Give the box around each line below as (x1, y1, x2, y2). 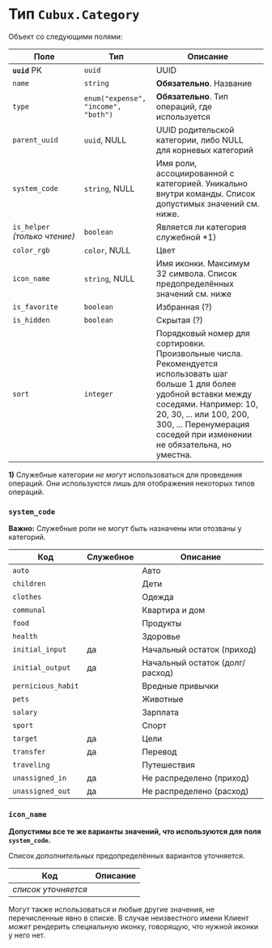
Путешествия (141, 759, 196, 771)
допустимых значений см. (156, 198, 260, 209)
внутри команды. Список (156, 188, 256, 199)
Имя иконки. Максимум (156, 257, 250, 269)
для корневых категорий (156, 144, 253, 155)
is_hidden (12, 315, 50, 325)
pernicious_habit (12, 682, 79, 691)
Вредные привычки (141, 681, 219, 692)
